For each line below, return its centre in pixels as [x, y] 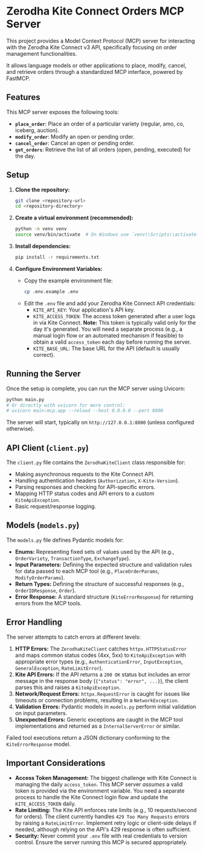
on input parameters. [41, 713]
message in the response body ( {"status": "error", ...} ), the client [101, 681]
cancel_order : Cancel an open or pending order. [75, 143]
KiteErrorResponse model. [39, 744]
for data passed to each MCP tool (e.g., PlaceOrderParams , [87, 571]
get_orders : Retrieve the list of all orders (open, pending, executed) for [103, 149]
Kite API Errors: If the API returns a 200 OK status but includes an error [102, 674]
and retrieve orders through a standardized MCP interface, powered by [95, 72]
